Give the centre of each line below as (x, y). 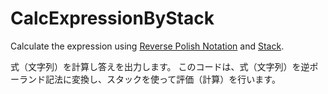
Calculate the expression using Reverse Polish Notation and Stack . (147, 46)
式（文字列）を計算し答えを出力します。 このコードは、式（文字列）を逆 (160, 66)
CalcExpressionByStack (112, 18)
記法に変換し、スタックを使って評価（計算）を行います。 (162, 79)
